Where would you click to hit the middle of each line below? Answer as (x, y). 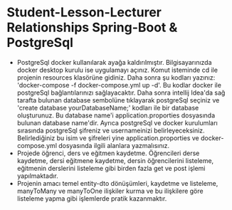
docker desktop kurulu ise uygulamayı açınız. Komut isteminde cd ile (117, 70)
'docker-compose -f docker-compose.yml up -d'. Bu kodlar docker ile (119, 85)
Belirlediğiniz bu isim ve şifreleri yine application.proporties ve (108, 138)
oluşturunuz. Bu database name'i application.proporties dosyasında (116, 115)
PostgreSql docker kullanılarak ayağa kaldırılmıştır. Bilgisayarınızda (114, 62)
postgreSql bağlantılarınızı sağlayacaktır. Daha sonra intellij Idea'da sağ (121, 93)
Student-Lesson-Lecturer (84, 12)
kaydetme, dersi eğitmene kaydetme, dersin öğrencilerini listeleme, (115, 160)
